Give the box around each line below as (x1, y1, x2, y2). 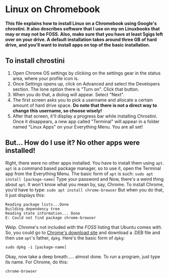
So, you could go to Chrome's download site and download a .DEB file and (5, 229, 160, 235)
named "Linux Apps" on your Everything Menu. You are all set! (12, 124, 143, 130)
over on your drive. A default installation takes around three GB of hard (5, 36, 157, 43)
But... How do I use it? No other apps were (5, 138, 140, 147)
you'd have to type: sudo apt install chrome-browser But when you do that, (5, 186, 164, 193)
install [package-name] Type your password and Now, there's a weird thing (5, 176, 164, 182)
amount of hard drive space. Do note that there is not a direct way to (12, 102, 157, 108)
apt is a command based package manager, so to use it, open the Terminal (5, 165, 161, 171)
